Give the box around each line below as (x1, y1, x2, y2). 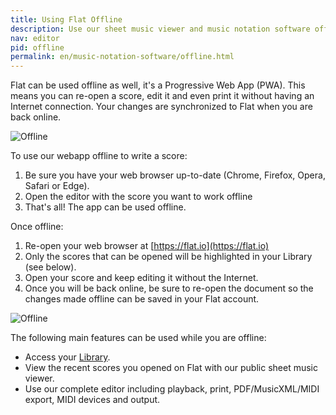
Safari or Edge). (24, 180, 90, 192)
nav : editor (10, 33, 60, 43)
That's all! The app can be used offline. (24, 201, 187, 213)
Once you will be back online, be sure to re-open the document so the (24, 282, 314, 295)
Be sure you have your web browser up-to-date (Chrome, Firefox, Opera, (24, 169, 326, 181)
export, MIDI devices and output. (24, 394, 161, 406)
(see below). (24, 261, 77, 273)
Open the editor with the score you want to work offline (24, 191, 253, 203)
